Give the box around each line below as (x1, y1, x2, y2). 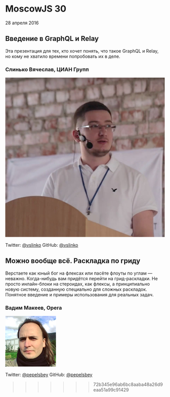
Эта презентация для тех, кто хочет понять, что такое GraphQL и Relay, (5, 48, 159, 54)
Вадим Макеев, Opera (5, 304, 62, 311)
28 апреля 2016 (5, 20, 39, 26)
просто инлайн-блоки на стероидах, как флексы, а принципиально (5, 281, 150, 287)
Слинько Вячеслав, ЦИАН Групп (5, 66, 90, 73)
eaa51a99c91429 (93, 387, 129, 393)
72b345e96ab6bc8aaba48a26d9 (93, 381, 163, 387)
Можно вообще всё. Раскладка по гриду (5, 256, 141, 266)
